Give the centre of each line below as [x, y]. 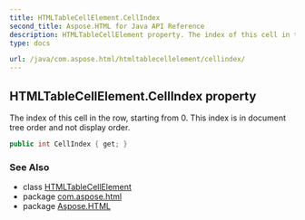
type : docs [30, 43]
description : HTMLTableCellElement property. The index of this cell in [150, 34]
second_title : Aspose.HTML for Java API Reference [107, 26]
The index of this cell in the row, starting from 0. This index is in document [148, 118]
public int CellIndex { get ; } [69, 144]
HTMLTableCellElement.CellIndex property [133, 96]
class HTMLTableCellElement [77, 187]
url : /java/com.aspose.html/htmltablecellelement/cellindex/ [128, 60]
